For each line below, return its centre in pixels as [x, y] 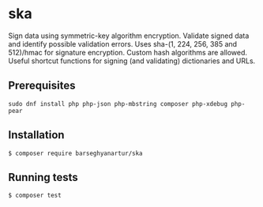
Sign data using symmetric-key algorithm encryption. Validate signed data [129, 36]
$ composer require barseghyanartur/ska [76, 153]
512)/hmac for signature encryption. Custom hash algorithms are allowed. [128, 52]
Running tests [43, 177]
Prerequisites [42, 86]
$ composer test [35, 196]
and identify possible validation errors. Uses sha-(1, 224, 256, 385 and [123, 43]
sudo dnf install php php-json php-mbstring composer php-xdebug [118, 103]
